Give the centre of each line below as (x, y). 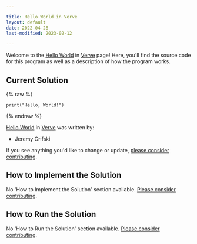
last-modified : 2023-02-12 (39, 33)
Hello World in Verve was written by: (50, 128)
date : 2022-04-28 (27, 28)
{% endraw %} (24, 116)
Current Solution (37, 80)
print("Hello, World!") (35, 105)
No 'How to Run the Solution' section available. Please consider (83, 229)
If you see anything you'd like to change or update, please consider (88, 151)
